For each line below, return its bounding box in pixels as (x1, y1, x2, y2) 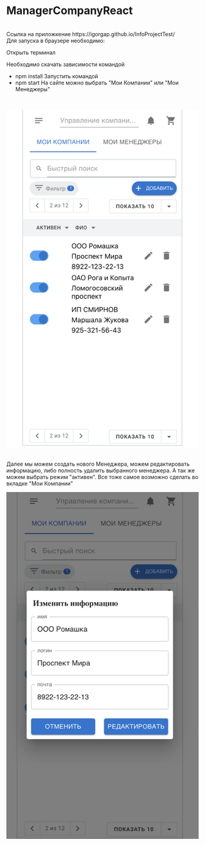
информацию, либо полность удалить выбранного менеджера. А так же (6, 466, 195, 474)
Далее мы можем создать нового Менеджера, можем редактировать (6, 460, 190, 467)
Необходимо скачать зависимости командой (6, 61, 125, 68)
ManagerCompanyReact (6, 4, 133, 18)
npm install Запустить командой (15, 72, 99, 80)
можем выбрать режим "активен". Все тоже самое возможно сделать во (6, 473, 199, 480)
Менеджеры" (15, 85, 51, 92)
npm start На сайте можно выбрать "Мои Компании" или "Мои (15, 79, 179, 86)
